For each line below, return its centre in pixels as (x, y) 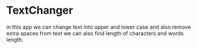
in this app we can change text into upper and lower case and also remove (98, 27)
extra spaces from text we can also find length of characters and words (95, 33)
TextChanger (40, 10)
